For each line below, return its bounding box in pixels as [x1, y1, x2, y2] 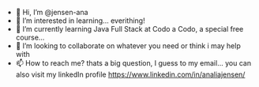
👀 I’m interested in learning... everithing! [15, 16, 145, 25]
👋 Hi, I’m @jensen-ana [15, 8, 88, 17]
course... [15, 32, 45, 42]
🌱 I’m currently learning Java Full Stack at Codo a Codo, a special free [15, 25, 244, 33]
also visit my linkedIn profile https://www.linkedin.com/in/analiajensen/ [15, 70, 246, 79]
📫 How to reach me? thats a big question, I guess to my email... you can [15, 59, 251, 67]
